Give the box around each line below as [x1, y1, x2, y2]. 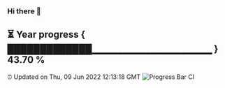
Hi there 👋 [7, 6, 42, 16]
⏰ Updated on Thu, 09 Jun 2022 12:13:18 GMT [7, 73, 141, 81]
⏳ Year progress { [7, 29, 86, 41]
